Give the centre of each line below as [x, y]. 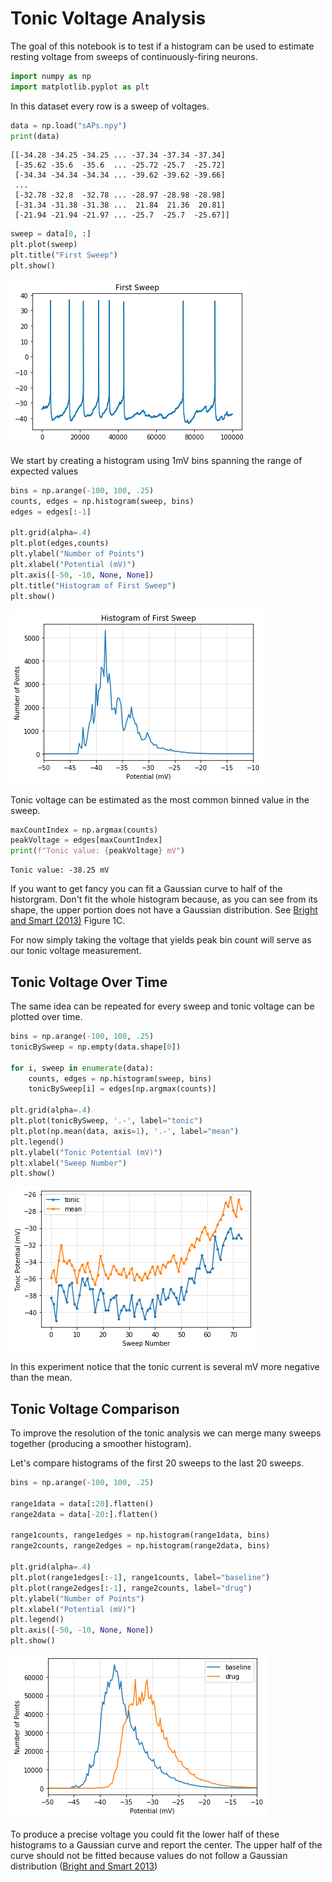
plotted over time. [46, 1016]
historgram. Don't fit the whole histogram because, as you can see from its [164, 899]
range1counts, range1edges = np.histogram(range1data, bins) [140, 1535]
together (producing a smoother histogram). [101, 1444]
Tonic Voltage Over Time [89, 982]
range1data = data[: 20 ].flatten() [82, 1503]
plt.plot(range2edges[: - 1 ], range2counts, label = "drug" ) [131, 1588]
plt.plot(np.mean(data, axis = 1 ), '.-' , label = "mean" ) [125, 1131]
